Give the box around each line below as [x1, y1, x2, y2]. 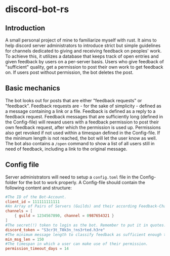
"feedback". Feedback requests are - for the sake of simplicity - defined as [5, 103, 162, 109]
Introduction [5, 24, 46, 32]
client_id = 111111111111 [5, 199, 60, 204]
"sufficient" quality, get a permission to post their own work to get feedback [5, 64, 163, 70]
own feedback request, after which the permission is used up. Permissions [5, 124, 161, 130]
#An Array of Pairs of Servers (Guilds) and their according [5, 204, 137, 209]
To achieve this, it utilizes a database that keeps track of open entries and [5, 53, 159, 59]
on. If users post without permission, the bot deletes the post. [5, 69, 134, 75]
